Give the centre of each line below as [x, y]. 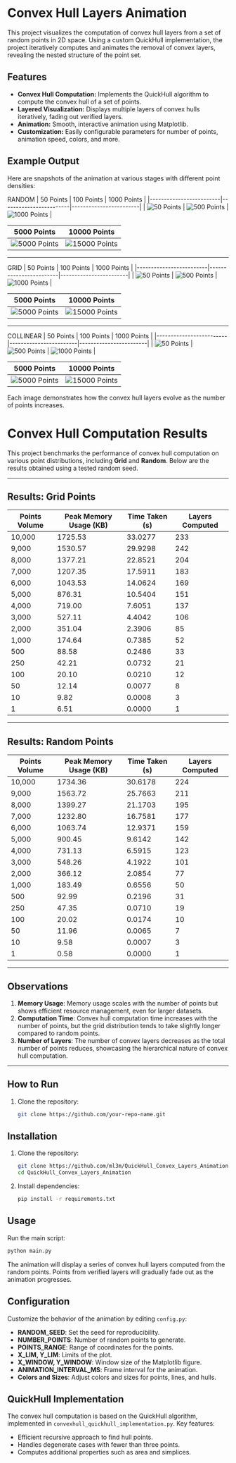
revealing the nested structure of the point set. [74, 55]
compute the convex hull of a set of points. [79, 101]
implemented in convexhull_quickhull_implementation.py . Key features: [111, 1424]
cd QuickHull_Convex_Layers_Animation [74, 1173]
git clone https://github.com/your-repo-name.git [92, 1114]
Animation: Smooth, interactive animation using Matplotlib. [103, 124]
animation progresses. [40, 1279]
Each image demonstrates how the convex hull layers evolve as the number [117, 397]
